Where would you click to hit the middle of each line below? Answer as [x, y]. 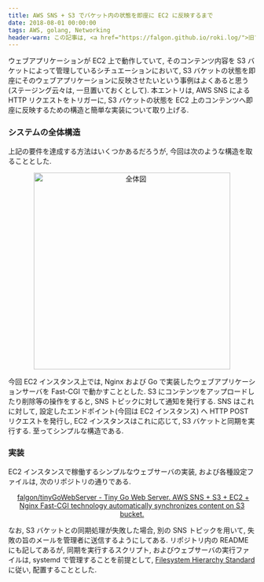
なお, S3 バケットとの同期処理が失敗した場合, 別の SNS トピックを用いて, [127, 530]
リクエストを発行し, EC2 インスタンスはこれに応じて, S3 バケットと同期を [128, 421]
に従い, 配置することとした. [53, 569]
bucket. [132, 513]
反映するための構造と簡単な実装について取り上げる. [105, 110]
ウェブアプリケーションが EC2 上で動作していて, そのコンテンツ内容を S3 [127, 61]
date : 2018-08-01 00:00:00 [52, 23]
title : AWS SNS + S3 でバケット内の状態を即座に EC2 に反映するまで [111, 15]
